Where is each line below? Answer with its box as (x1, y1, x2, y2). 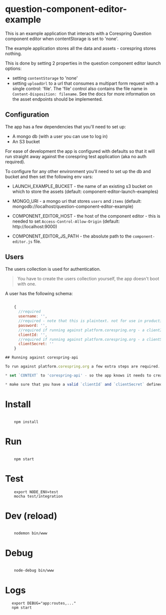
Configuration (5, 111, 49, 119)
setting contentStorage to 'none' (12, 75, 78, 81)
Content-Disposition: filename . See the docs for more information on (12, 91, 156, 97)
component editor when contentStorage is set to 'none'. (5, 36, 119, 42)
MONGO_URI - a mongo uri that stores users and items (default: (12, 198, 142, 204)
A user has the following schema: (5, 290, 73, 296)
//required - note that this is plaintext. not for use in (18, 318, 142, 323)
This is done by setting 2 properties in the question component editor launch (5, 60, 161, 66)
